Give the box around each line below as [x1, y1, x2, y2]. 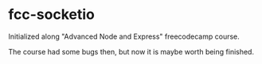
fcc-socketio [8, 6, 96, 24]
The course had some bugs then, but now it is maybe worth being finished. [8, 47, 255, 56]
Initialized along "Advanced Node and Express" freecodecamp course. [8, 32, 240, 41]
